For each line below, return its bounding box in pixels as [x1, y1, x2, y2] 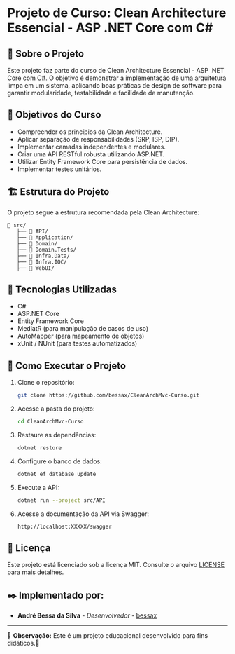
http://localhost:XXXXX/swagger [17, 523, 112, 530]
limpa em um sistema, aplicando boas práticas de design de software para [7, 81, 222, 89]
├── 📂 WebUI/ [16, 264, 55, 271]
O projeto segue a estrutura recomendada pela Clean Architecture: [7, 208, 199, 217]
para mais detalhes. [7, 568, 64, 576]
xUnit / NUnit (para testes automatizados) [17, 339, 138, 348]
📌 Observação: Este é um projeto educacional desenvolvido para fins [7, 632, 208, 640]
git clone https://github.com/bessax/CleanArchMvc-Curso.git [17, 392, 200, 399]
